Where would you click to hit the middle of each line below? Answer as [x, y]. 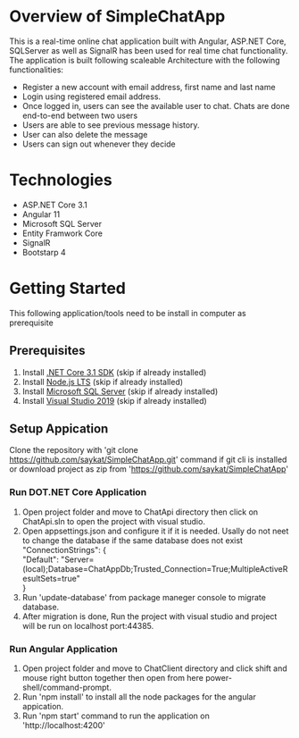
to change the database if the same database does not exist [133, 540]
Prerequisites [47, 351]
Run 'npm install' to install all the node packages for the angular [139, 697]
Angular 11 [41, 214]
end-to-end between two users [80, 115]
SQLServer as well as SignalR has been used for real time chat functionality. [149, 50]
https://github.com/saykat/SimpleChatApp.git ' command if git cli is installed [148, 460]
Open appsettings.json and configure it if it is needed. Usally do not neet [155, 531]
